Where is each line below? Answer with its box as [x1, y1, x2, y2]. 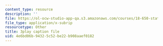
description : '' [5, 11, 38, 16]
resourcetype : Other [5, 25, 47, 30]
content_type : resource [5, 7, 53, 12]
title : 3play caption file [5, 29, 60, 34]
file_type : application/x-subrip [5, 20, 73, 25]
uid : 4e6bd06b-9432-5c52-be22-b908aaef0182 [5, 34, 95, 39]
